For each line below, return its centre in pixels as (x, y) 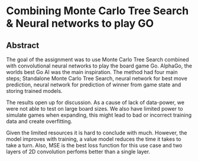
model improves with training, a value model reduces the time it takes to (94, 139)
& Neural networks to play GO (80, 23)
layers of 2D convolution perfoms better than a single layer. (78, 152)
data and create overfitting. (39, 121)
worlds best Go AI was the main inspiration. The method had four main (92, 72)
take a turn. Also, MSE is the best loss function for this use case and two (94, 145)
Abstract (23, 45)
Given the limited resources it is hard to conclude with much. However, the (97, 133)
